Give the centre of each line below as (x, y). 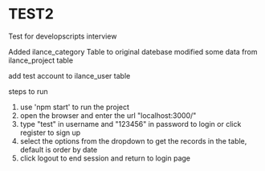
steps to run (28, 91)
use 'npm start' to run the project (75, 107)
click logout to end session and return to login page (105, 158)
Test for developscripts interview (63, 36)
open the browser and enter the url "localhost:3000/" (108, 115)
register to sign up (50, 132)
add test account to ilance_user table (69, 75)
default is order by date (59, 149)
